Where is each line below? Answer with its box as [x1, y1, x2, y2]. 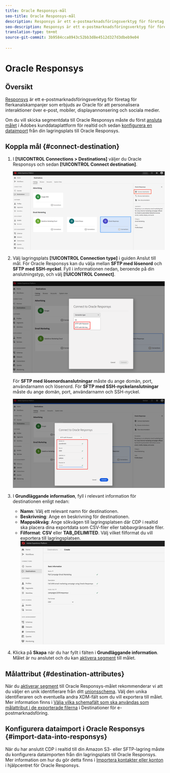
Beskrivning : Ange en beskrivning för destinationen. [20, 513, 130, 520]
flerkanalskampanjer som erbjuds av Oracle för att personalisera [5, 101, 140, 107]
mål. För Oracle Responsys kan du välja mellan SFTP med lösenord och [12, 260, 162, 266]
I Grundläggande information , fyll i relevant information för [12, 493, 137, 499]
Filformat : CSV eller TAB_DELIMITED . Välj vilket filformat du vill [20, 530, 153, 536]
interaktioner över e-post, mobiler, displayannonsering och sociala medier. [5, 107, 160, 113]
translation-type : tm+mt [5, 29, 58, 35]
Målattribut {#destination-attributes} [5, 670, 125, 678]
